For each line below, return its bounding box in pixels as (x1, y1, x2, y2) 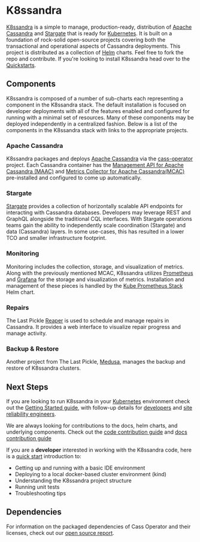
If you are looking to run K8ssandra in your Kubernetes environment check (6, 398, 190, 405)
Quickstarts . (6, 61, 37, 69)
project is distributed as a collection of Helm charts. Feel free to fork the (6, 48, 184, 56)
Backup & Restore (6, 345, 59, 353)
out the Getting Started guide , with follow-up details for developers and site (6, 404, 193, 412)
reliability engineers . (6, 410, 56, 418)
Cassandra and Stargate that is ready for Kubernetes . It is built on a (6, 29, 172, 36)
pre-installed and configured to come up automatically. (6, 174, 142, 181)
